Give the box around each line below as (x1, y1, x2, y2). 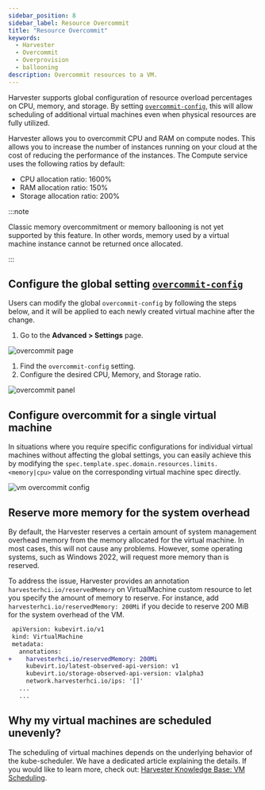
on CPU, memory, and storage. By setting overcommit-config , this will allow (8, 101, 254, 111)
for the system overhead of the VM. (8, 610, 125, 620)
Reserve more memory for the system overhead (8, 506, 250, 520)
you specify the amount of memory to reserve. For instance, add (8, 593, 220, 603)
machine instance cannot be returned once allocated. (8, 239, 183, 248)
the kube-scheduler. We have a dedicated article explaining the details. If (8, 756, 248, 765)
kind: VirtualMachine (11, 632, 83, 640)
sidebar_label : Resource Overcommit (8, 19, 129, 27)
